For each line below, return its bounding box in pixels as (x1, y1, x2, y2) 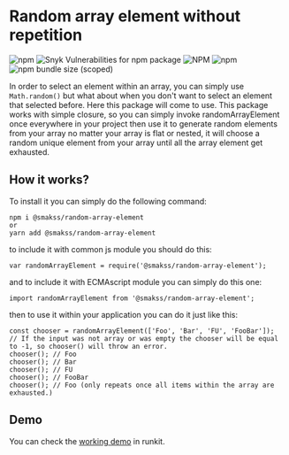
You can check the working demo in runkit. (9, 436, 165, 446)
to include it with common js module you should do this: (9, 243, 212, 254)
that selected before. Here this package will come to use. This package (9, 99, 269, 110)
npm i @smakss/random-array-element (9, 212, 144, 222)
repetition (9, 25, 83, 45)
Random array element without (9, 6, 241, 27)
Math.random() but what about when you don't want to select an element (9, 90, 272, 101)
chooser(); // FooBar (9, 373, 89, 382)
